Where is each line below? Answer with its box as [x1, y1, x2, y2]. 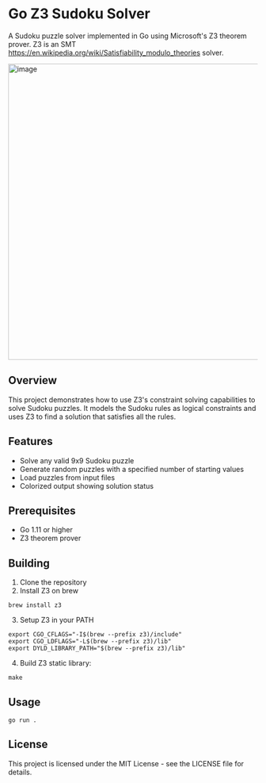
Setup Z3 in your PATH [19, 616, 94, 625]
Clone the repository [19, 578, 87, 587]
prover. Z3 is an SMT [8, 39, 77, 48]
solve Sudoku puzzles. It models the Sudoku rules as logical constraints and [8, 403, 256, 413]
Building [8, 556, 50, 570]
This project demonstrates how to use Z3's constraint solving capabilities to [8, 394, 256, 405]
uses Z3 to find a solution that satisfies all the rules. [8, 412, 177, 421]
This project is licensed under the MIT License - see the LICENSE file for [8, 758, 244, 768]
